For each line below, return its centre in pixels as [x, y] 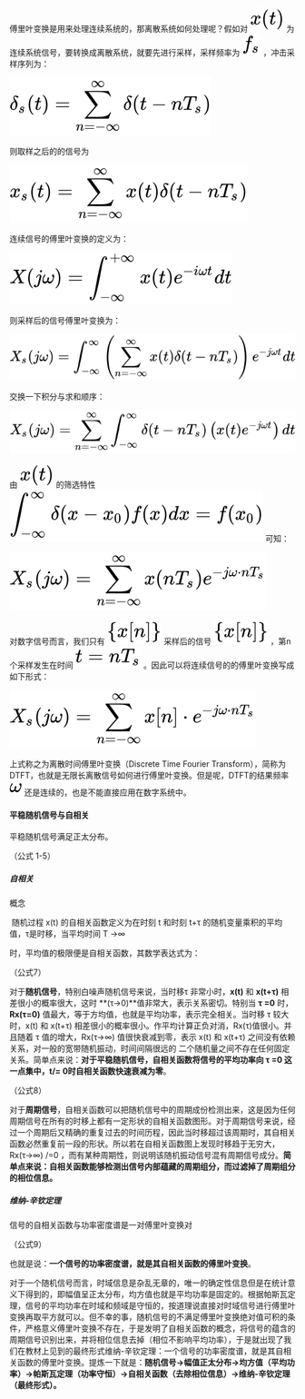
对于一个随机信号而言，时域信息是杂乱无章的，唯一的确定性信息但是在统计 [148, 1283]
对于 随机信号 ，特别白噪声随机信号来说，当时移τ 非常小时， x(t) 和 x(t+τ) [144, 992]
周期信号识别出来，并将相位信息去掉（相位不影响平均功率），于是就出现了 [147, 1340]
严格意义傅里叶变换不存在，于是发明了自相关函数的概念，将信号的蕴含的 [160, 1328]
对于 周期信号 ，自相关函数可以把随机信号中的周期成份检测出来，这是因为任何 [152, 1110]
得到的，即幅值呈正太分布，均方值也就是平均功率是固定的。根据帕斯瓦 [156, 1295]
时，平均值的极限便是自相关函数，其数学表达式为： [105, 953]
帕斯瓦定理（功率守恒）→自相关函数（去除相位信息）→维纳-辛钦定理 [162, 1374]
